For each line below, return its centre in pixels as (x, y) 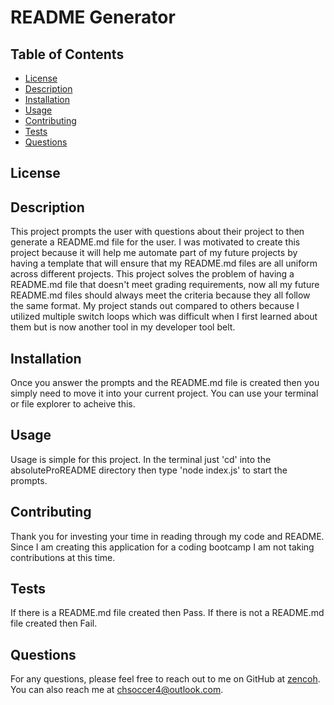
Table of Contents (67, 54)
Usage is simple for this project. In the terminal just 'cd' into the (141, 459)
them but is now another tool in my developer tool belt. (123, 327)
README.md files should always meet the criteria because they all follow (160, 295)
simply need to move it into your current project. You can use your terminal (164, 393)
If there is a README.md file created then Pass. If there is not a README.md (167, 613)
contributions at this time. (63, 557)
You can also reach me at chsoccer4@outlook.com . (117, 690)
